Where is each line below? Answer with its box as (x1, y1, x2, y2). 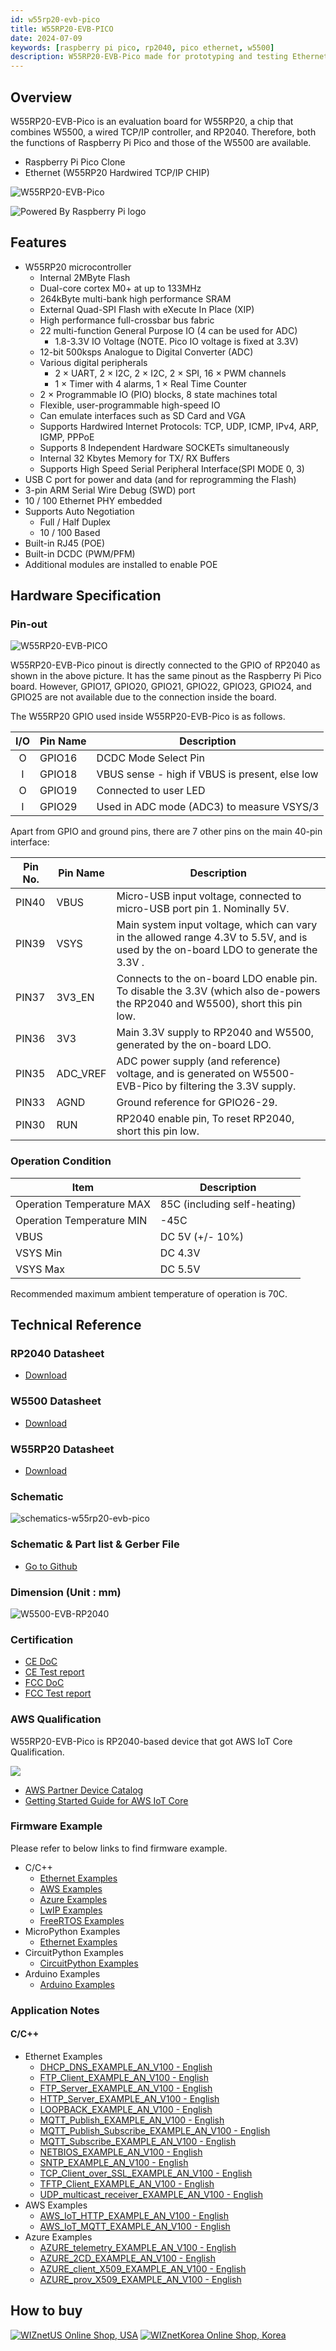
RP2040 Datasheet (10, 1347, 105, 1361)
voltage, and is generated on (116, 1067, 251, 1081)
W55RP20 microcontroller (24, 261, 132, 273)
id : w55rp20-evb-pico (10, 14, 101, 25)
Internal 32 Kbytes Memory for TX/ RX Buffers (39, 452, 230, 464)
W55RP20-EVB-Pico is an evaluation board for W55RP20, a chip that (10, 115, 294, 127)
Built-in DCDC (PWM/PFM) (24, 547, 136, 560)
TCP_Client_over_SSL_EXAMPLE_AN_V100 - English (39, 2167, 253, 2179)
